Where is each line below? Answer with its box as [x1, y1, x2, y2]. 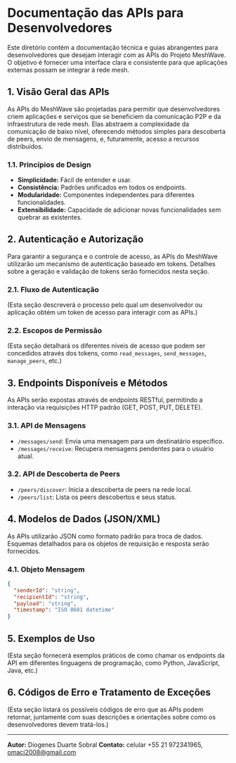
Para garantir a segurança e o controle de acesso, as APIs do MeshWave [7, 252, 218, 260]
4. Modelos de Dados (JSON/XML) [7, 513, 161, 525]
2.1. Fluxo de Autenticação [7, 284, 100, 294]
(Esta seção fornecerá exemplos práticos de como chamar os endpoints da [7, 651, 225, 660]
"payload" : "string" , [13, 600, 77, 607]
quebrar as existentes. [17, 213, 83, 222]
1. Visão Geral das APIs [7, 86, 110, 98]
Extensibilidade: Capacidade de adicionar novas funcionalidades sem [17, 206, 221, 214]
